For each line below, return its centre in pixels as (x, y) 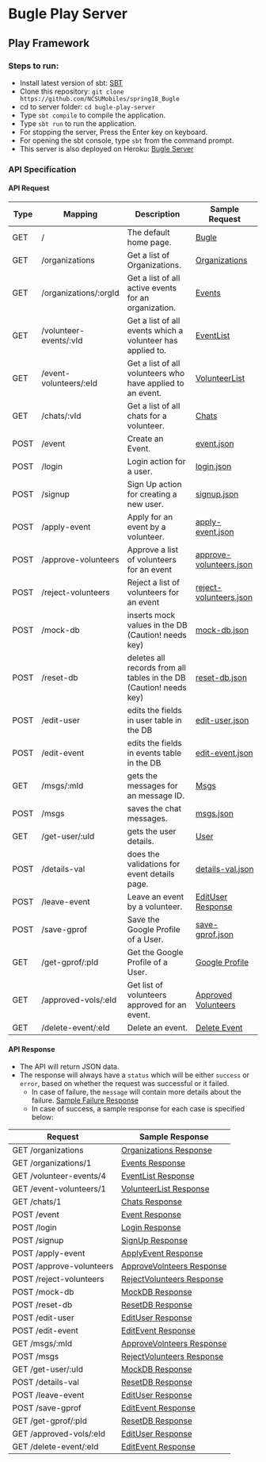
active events (152, 288)
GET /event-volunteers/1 (59, 1189)
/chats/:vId (61, 416)
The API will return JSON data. (69, 1067)
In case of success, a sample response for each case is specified (138, 1109)
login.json (213, 466)
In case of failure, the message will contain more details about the (136, 1092)
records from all (156, 668)
